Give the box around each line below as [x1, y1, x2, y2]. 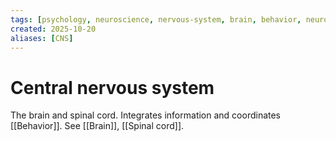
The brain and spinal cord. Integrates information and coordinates [10, 109, 282, 121]
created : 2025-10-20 [10, 24, 97, 34]
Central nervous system [10, 76, 215, 99]
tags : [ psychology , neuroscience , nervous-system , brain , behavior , [10, 14, 302, 25]
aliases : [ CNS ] [10, 33, 74, 43]
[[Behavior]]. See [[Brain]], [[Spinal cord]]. [10, 120, 185, 132]
